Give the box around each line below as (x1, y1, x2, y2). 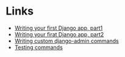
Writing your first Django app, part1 (14, 24, 103, 32)
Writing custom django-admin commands (14, 37, 120, 44)
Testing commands (14, 44, 63, 51)
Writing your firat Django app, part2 (14, 30, 104, 38)
